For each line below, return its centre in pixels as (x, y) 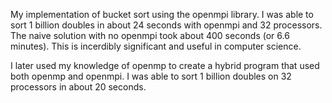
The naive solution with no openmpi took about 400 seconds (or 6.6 (150, 35)
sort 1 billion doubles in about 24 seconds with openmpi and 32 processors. (166, 25)
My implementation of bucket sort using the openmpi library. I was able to (162, 14)
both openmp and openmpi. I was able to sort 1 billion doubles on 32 (151, 76)
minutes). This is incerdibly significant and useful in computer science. (156, 46)
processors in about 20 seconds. (78, 87)
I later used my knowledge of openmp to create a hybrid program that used (165, 65)
